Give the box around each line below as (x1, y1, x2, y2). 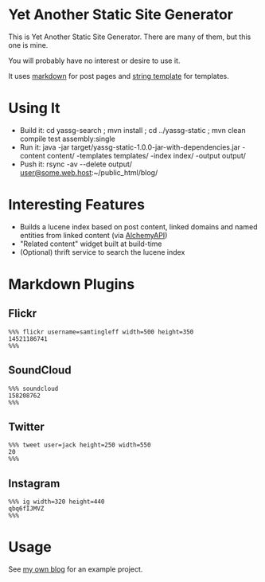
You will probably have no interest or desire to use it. (8, 56, 181, 65)
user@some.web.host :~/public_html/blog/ (19, 167, 158, 177)
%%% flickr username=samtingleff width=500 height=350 (8, 328, 194, 336)
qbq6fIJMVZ (8, 505, 45, 513)
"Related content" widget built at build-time (19, 239, 162, 248)
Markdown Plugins (8, 275, 135, 293)
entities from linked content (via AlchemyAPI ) (19, 230, 168, 240)
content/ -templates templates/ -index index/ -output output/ (46, 150, 247, 160)
